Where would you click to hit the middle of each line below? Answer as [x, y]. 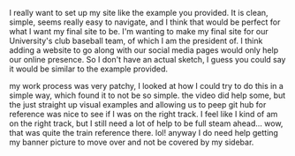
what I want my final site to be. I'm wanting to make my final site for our [139, 31]
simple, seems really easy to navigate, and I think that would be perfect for [145, 22]
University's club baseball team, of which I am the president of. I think [136, 41]
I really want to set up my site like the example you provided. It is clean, [139, 13]
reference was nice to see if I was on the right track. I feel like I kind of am [144, 114]
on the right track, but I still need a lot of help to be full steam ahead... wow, [146, 123]
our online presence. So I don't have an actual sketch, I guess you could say [147, 59]
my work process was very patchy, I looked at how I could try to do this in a [147, 86]
